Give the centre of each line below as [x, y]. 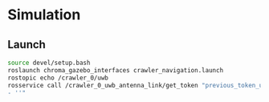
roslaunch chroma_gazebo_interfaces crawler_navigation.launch [116, 70]
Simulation [44, 15]
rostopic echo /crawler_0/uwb [58, 78]
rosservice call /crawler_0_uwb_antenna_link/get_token [103, 85]
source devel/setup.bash [49, 63]
